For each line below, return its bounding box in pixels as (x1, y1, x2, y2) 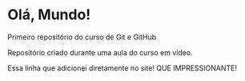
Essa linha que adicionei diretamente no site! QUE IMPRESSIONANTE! (7, 63, 238, 73)
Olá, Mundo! (7, 6, 91, 24)
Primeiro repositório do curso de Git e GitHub (7, 32, 157, 42)
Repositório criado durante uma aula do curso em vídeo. (7, 47, 193, 57)
